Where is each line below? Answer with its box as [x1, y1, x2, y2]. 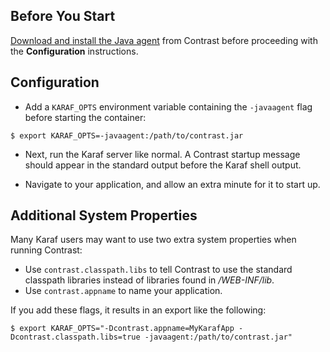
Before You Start [10, 8, 116, 25]
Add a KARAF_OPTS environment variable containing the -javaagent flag [24, 100, 313, 113]
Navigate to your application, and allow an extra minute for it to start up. [24, 178, 321, 190]
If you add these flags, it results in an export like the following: [10, 304, 267, 316]
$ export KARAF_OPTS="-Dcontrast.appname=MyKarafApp [10, 324, 235, 334]
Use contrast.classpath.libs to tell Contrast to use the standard [24, 264, 293, 276]
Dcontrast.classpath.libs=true [10, 332, 141, 343]
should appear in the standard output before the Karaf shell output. [24, 159, 302, 171]
